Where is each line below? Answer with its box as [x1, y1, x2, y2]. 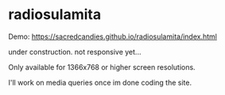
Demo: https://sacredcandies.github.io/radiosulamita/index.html [8, 32, 217, 41]
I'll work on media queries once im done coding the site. [8, 78, 192, 87]
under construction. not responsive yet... [8, 47, 142, 56]
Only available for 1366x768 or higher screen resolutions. [8, 62, 196, 72]
